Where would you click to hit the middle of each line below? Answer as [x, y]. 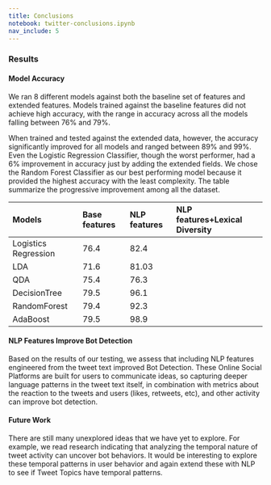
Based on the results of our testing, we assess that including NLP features [131, 358]
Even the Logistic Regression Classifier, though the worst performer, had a [132, 155]
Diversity [194, 230]
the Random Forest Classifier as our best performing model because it [125, 172]
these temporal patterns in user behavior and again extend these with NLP [132, 464]
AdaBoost [31, 318]
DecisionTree [37, 293]
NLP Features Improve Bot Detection [71, 341]
